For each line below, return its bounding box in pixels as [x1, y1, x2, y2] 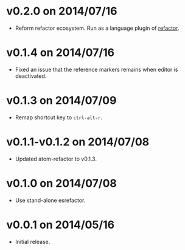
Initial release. [15, 238, 51, 245]
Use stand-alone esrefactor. [15, 196, 86, 204]
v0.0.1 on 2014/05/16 [6, 218, 115, 232]
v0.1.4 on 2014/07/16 [6, 46, 115, 60]
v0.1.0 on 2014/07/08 [6, 176, 117, 190]
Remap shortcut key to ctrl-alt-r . [15, 114, 102, 121]
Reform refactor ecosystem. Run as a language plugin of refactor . [15, 24, 180, 32]
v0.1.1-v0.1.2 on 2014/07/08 [6, 135, 150, 148]
